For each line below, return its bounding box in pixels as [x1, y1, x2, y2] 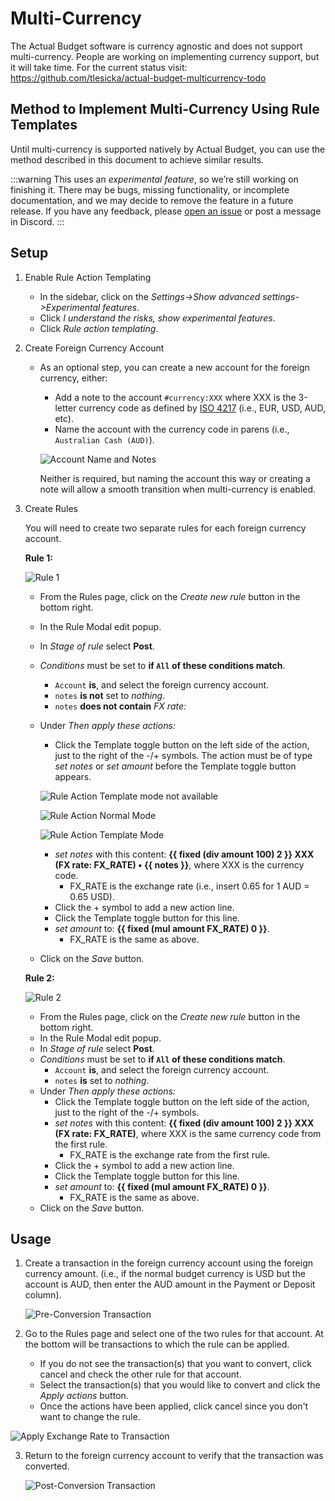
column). [24, 1289, 62, 1301]
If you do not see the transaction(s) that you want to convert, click [39, 1358, 312, 1370]
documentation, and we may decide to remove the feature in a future [10, 194, 294, 206]
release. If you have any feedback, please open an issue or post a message [10, 205, 322, 217]
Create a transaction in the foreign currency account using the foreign [24, 1257, 313, 1269]
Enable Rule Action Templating [24, 271, 152, 283]
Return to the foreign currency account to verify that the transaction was [24, 1450, 324, 1462]
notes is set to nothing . [54, 1074, 150, 1086]
